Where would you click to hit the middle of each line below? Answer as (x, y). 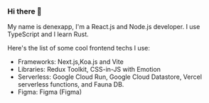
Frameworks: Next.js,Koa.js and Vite (71, 62)
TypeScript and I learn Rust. (48, 34)
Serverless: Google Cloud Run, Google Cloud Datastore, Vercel (110, 77)
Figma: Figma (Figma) (50, 92)
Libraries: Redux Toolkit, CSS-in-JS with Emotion (89, 70)
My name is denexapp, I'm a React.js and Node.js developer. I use (104, 27)
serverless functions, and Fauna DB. (71, 85)
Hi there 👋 (25, 11)
